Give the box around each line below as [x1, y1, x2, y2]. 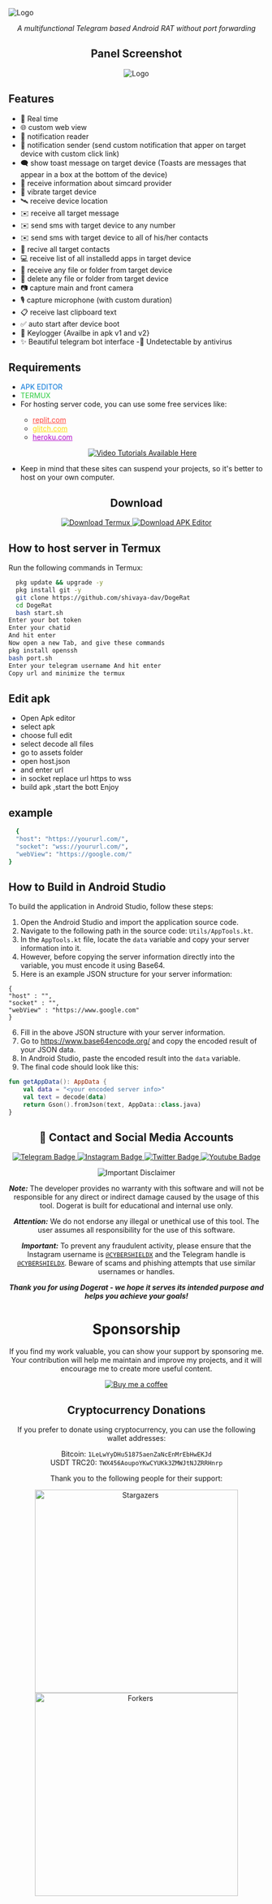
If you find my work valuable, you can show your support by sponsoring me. [9, 1347, 264, 1356]
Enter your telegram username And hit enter [8, 661, 162, 670]
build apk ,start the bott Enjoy [19, 783, 119, 792]
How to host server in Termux [8, 541, 161, 555]
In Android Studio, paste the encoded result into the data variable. [19, 1053, 241, 1064]
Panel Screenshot [90, 47, 183, 61]
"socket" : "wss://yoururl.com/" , [15, 842, 129, 851]
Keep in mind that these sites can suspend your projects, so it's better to [19, 464, 263, 474]
